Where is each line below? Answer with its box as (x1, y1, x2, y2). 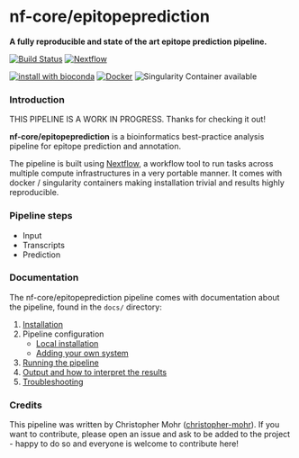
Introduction (9, 93, 65, 105)
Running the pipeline (22, 357, 99, 368)
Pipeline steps (9, 210, 73, 222)
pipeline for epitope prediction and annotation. (9, 141, 182, 152)
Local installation (35, 337, 99, 348)
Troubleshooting (22, 376, 84, 387)
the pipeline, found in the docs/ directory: (9, 301, 162, 312)
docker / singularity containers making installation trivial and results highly (9, 177, 285, 188)
